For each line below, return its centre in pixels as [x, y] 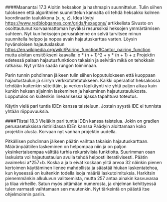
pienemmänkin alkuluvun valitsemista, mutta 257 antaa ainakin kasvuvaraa [82, 178]
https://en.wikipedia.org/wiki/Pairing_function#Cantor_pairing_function [78, 50]
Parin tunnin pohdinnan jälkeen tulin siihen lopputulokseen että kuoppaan [81, 75]
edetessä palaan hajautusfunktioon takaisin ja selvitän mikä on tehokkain [80, 60]
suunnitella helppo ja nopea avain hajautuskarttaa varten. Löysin [71, 39]
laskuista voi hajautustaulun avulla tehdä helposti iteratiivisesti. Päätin [77, 157]
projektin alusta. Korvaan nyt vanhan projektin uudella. [61, 131]
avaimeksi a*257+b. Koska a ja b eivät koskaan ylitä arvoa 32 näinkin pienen [83, 162]
